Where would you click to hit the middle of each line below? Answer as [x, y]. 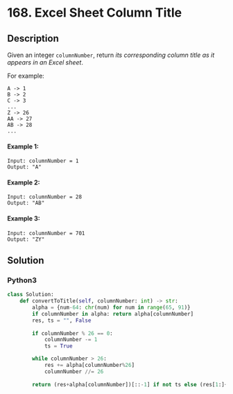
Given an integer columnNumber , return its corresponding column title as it [111, 55]
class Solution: [31, 295]
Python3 [22, 280]
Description [33, 38]
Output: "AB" [26, 203]
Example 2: [24, 182]
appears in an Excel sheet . [45, 62]
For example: [26, 76]
